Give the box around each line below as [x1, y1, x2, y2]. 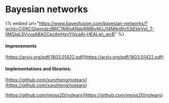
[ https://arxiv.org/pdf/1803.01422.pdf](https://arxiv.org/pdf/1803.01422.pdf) [5, 54, 164, 60]
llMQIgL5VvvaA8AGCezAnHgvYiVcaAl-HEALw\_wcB [5, 31, 115, 37]
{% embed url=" [5, 20, 40, 26]
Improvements [5, 43, 37, 49]
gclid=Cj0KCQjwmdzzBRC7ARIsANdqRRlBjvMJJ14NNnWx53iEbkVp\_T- [5, 25, 155, 31]
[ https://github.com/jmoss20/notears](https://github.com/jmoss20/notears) [5, 92, 163, 98]
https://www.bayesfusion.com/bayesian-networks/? [39, 20, 148, 26]
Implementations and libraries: [5, 65, 72, 72]
